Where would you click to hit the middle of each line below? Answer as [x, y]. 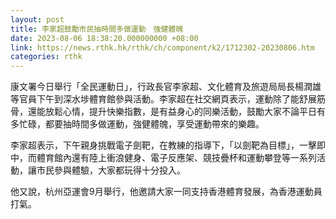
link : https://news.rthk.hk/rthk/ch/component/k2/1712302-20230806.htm [162, 47]
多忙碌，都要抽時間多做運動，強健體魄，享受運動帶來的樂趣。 [137, 124]
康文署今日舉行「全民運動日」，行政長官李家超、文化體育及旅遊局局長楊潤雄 [166, 87]
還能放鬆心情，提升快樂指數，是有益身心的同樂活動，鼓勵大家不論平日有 [176, 112]
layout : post [37, 19]
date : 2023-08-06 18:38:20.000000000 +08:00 [104, 38]
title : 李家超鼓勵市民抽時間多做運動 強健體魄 [97, 29]
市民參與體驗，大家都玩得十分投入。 [111, 170]
